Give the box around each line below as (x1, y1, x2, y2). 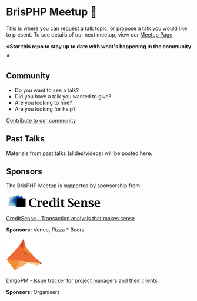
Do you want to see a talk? (14, 87, 79, 94)
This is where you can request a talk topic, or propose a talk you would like (6, 25, 188, 32)
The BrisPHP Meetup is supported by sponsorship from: (6, 182, 142, 189)
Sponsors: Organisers (6, 289, 60, 296)
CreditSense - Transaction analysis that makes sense (6, 215, 135, 222)
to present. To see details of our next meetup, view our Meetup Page (6, 31, 173, 38)
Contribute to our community (6, 117, 76, 124)
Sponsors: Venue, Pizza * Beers (6, 226, 85, 233)
